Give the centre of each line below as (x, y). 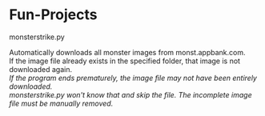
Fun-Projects (53, 15)
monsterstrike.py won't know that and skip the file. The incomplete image (130, 94)
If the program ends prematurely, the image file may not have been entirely (133, 78)
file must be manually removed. (61, 103)
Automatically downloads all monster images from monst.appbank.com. (127, 52)
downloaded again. (41, 69)
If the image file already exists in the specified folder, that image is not (125, 61)
